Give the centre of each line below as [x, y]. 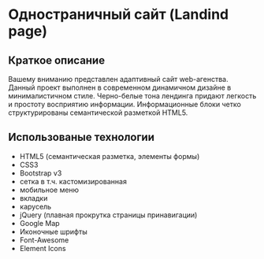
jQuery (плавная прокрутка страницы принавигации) [108, 215]
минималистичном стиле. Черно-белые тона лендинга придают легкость [132, 96]
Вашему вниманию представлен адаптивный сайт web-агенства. [118, 79]
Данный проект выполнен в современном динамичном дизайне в [120, 87]
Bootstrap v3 [41, 173]
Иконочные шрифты [54, 231]
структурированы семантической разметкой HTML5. [98, 113]
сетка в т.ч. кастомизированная [73, 181]
